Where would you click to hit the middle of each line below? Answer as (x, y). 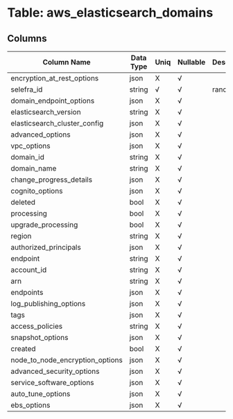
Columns (27, 39)
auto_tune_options (41, 394)
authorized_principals (46, 247)
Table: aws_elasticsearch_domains (110, 13)
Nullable (191, 62)
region (21, 236)
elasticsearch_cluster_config (57, 123)
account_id (29, 270)
